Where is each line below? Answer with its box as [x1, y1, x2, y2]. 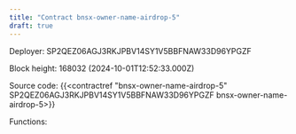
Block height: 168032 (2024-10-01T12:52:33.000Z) [9, 63, 195, 74]
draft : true [9, 21, 53, 30]
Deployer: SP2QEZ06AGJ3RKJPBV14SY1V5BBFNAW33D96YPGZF [9, 45, 253, 56]
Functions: [9, 116, 48, 127]
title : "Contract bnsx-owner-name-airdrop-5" [9, 12, 180, 22]
